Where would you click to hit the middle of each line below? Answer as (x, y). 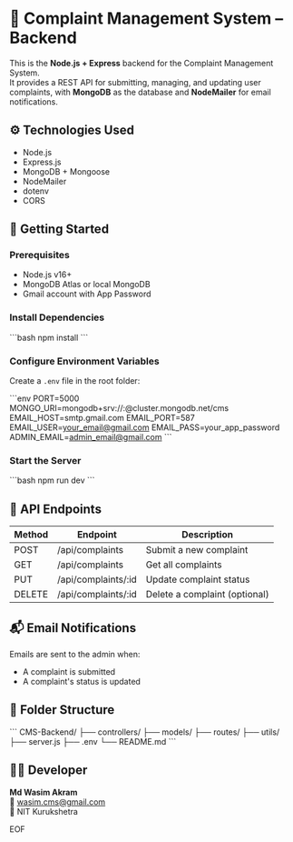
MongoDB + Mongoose (66, 171)
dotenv (36, 191)
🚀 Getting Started (59, 230)
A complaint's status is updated (81, 681)
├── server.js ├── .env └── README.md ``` (93, 741)
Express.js (42, 162)
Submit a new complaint (197, 550)
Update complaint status (198, 579)
